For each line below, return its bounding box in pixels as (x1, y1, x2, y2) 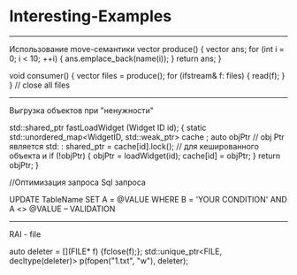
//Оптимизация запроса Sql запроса (9, 177, 146, 187)
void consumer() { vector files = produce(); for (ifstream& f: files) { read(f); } (9, 70, 286, 80)
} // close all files (9, 80, 71, 90)
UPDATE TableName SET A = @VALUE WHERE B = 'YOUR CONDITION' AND (9, 194, 287, 204)
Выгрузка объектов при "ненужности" (9, 104, 155, 116)
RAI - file (9, 228, 42, 240)
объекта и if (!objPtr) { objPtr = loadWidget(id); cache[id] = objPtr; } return (9, 150, 281, 161)
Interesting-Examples (9, 6, 172, 27)
